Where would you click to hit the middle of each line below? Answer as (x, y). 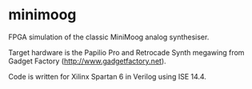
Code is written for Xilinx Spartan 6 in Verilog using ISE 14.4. (107, 76)
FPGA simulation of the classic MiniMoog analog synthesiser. (109, 37)
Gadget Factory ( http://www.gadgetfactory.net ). (87, 61)
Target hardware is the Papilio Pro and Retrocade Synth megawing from (126, 52)
